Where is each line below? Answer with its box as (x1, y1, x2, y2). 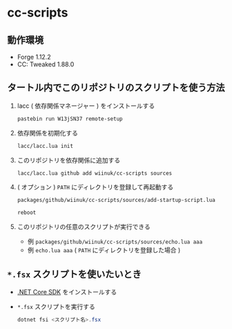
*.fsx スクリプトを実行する (17, 303, 95, 310)
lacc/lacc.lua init (17, 142, 74, 149)
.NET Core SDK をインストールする (17, 288, 117, 296)
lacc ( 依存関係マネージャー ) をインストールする (17, 102, 155, 110)
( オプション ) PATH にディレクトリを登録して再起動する (17, 183, 174, 191)
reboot (17, 209, 37, 216)
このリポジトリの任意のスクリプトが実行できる (17, 223, 151, 231)
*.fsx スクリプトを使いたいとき (7, 268, 142, 280)
